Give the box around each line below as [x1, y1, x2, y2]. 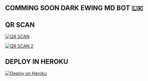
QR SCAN [5, 21, 35, 29]
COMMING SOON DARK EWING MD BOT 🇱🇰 [5, 4, 143, 12]
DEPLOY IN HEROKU [5, 57, 69, 66]
